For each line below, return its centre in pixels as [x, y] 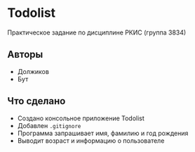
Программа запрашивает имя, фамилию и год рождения [103, 133]
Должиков [33, 71]
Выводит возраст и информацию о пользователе [91, 140]
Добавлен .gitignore [49, 125]
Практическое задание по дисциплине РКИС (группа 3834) [97, 32]
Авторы [25, 55]
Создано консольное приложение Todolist [81, 118]
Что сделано [36, 101]
